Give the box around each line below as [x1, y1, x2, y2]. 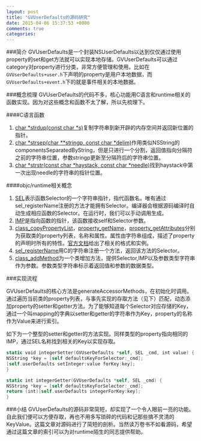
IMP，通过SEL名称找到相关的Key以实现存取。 [6, 338, 119, 345]
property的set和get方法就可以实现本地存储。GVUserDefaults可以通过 [6, 56, 178, 63]
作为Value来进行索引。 [6, 317, 62, 325]
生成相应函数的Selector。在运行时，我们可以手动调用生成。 [20, 209, 167, 217]
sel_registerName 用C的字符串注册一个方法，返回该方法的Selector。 [14, 247, 183, 254]
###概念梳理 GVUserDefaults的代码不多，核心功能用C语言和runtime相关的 [6, 91, 191, 98]
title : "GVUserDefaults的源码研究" [6, 14, 91, 20]
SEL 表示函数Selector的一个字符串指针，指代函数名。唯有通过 [14, 194, 166, 202]
